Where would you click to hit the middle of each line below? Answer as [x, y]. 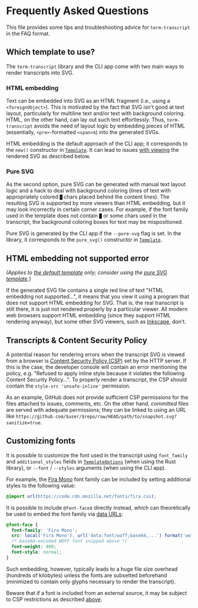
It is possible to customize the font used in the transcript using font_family [97, 455]
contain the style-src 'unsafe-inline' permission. [68, 386]
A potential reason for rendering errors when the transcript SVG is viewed [95, 354]
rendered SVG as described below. [48, 156]
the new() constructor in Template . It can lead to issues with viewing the [93, 150]
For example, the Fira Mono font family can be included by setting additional [98, 479]
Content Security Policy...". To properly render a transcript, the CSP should [97, 379]
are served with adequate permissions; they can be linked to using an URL [96, 409]
